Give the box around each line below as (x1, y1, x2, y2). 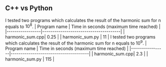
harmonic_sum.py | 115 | (5, 56, 55, 62)
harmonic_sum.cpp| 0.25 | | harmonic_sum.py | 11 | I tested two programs (5, 34, 156, 40)
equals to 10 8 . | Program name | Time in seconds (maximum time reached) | (5, 22, 161, 29)
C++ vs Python (5, 4, 53, 12)
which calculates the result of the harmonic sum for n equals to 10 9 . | (5, 39, 147, 46)
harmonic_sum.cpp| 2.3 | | (94, 51, 148, 57)
